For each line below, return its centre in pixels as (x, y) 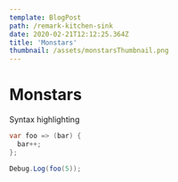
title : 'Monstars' (43, 42)
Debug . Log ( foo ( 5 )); (45, 169)
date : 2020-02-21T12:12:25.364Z (69, 34)
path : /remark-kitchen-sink (61, 26)
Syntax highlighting (44, 120)
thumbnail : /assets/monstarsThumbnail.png (89, 51)
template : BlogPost (45, 17)
